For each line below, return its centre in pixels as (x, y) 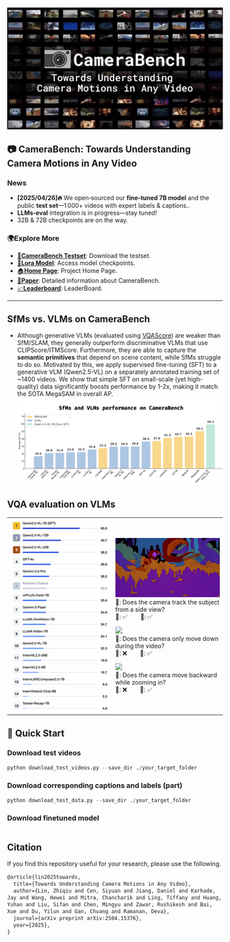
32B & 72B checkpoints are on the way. (73, 220)
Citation (25, 847)
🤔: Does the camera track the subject (167, 602)
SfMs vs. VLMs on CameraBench (79, 319)
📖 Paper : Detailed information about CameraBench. (89, 281)
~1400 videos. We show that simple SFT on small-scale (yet (101, 379)
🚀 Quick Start (36, 733)
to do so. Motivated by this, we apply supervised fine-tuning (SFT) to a (117, 365)
